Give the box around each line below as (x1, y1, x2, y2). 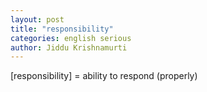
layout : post (10, 14, 65, 25)
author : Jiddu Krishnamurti (10, 42, 128, 53)
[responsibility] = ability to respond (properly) (10, 70, 198, 82)
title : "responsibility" (10, 24, 114, 34)
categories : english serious (10, 33, 132, 43)
